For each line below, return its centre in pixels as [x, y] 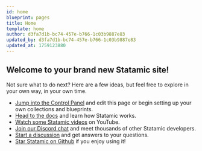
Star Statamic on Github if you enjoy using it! [70, 141]
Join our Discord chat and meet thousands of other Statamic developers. [106, 128]
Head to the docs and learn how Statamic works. [76, 115]
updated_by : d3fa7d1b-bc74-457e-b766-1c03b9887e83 [71, 40]
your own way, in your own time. [46, 91]
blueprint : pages [28, 18]
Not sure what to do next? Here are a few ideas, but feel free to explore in [97, 85]
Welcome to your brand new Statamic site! [88, 70]
